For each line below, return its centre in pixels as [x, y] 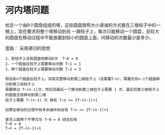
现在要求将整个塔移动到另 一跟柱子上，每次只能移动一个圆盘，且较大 [89, 31]
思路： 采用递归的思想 [28, 48]
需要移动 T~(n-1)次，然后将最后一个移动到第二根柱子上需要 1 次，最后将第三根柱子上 [82, 89]
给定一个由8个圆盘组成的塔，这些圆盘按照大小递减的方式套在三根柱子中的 [81, 25]
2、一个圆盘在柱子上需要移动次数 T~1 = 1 [43, 64]
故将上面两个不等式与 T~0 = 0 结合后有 [41, 119]
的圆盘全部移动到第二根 [26, 95]
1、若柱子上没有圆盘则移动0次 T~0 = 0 [42, 58]
